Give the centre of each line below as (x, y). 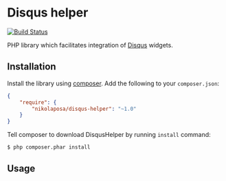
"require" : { (38, 102)
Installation (32, 67)
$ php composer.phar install (49, 147)
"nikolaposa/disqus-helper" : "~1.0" (84, 109)
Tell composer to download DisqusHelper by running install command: (109, 135)
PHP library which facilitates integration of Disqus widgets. (90, 45)
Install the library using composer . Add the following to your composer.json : (113, 83)
